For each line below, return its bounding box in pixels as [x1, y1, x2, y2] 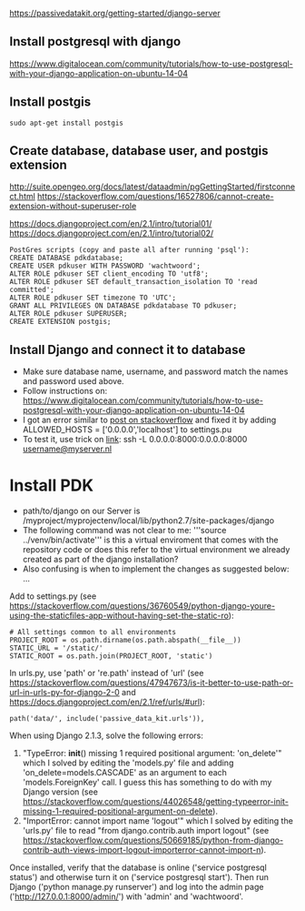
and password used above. [22, 376, 124, 387]
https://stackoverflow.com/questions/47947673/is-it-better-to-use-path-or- [9, 677, 294, 688]
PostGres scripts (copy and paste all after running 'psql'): [9, 246, 250, 255]
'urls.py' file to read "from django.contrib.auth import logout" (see [22, 825, 270, 836]
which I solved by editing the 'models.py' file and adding [22, 757, 234, 768]
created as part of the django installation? [22, 554, 179, 565]
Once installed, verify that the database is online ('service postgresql [9, 862, 268, 873]
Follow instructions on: [22, 386, 108, 397]
